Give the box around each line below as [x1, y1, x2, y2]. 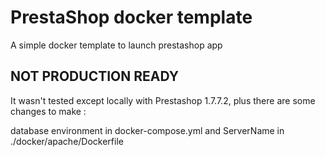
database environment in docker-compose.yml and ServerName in [10, 124, 285, 136]
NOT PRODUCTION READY [10, 68, 180, 85]
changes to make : [10, 105, 87, 117]
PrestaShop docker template [10, 6, 253, 29]
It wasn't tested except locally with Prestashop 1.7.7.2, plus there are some [10, 94, 316, 106]
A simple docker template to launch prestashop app [10, 39, 223, 51]
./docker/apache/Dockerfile [10, 135, 124, 147]
